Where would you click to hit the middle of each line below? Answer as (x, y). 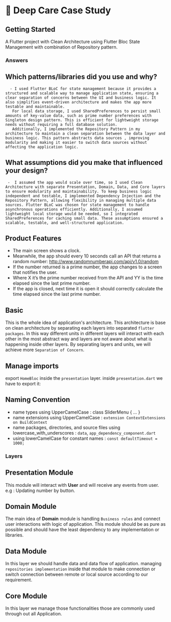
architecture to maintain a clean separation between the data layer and (86, 133)
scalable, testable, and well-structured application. (65, 223)
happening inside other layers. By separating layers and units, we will (78, 345)
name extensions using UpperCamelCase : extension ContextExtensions (89, 417)
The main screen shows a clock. (46, 251)
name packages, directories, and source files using (67, 427)
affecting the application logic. (42, 147)
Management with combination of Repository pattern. (62, 47)
